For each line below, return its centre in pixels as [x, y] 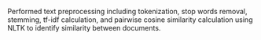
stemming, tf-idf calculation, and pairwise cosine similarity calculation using [130, 20]
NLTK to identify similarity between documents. [84, 28]
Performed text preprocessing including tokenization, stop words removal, [127, 11]
